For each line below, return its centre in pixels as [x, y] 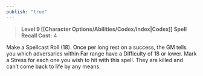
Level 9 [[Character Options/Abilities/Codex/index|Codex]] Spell [104, 29]
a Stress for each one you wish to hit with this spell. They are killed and [95, 60]
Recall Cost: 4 [39, 35]
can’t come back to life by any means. [53, 66]
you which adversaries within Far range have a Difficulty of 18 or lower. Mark [102, 53]
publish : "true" [27, 12]
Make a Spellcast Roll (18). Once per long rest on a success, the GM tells [97, 47]
